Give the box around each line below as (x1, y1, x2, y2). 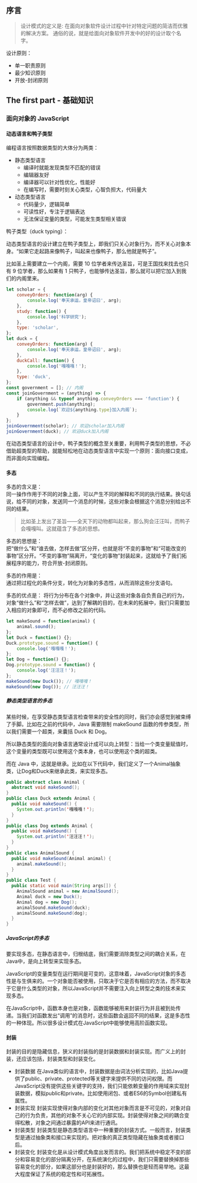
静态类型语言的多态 (6, 697, 53, 705)
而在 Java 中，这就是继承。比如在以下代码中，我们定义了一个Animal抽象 (6, 760, 181, 767)
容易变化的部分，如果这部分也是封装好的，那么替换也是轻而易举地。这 (14, 1163, 185, 1170)
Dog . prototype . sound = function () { (6, 662, 96, 668)
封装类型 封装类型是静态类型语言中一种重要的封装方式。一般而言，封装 (14, 1127, 186, 1134)
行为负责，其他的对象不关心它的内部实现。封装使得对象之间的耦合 (25, 1112, 185, 1119)
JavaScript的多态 (6, 934, 49, 941)
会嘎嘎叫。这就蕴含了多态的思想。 (20, 525, 103, 532)
